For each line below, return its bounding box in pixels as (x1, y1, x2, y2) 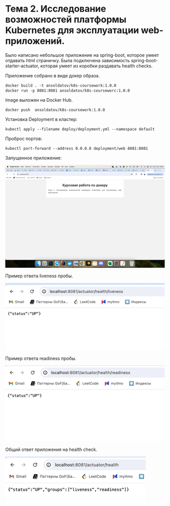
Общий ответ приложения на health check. (5, 446, 98, 452)
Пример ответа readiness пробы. (5, 355, 77, 362)
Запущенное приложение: (5, 155, 62, 161)
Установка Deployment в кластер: (5, 116, 77, 122)
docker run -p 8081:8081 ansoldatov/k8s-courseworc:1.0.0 (5, 88, 130, 93)
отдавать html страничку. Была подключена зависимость (5, 57, 130, 63)
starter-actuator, (5, 63, 39, 69)
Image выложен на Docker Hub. (5, 97, 73, 103)
